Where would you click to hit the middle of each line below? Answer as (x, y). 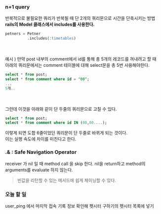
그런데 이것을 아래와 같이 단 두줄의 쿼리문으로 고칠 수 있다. (61, 109)
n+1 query (18, 7)
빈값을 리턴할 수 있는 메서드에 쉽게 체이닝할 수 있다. (66, 180)
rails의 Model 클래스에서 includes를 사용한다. (50, 24)
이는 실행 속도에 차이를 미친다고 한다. (41, 139)
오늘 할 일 (16, 194)
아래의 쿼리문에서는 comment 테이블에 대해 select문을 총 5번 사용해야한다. (77, 65)
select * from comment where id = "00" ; (47, 79)
